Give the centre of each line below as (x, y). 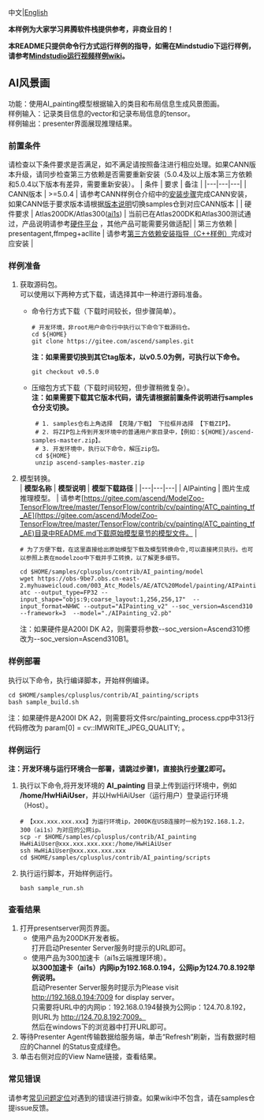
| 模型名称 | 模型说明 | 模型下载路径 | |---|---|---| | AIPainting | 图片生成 (135, 488)
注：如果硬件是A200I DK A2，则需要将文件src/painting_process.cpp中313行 (131, 717)
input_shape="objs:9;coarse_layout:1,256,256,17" (103, 599)
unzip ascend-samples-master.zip (90, 463)
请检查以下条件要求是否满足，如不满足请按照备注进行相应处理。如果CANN (129, 164)
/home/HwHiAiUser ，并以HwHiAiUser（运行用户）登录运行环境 (124, 795)
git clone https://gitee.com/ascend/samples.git (113, 342)
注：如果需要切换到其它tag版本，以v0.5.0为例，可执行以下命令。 (138, 357)
